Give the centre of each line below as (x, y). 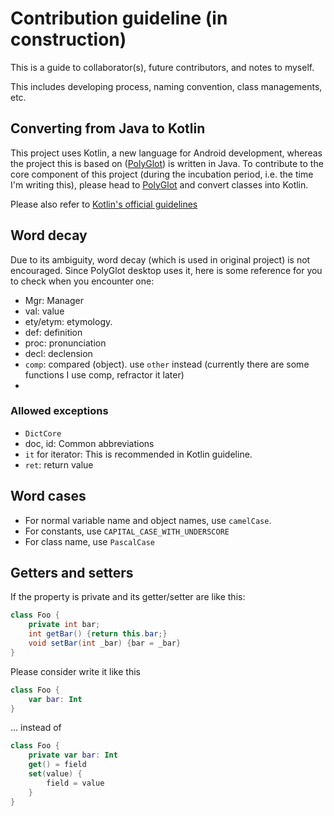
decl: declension (58, 353)
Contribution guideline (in (119, 18)
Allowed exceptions (59, 411)
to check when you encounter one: (82, 281)
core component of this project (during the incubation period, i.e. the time (162, 174)
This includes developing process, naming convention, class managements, (166, 86)
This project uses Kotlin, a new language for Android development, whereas (166, 153)
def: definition (53, 332)
